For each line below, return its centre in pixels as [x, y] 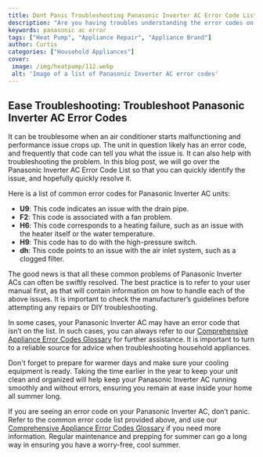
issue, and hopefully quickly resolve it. [70, 178]
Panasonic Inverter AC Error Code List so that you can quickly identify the [127, 170]
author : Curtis [33, 45]
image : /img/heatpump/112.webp [62, 67]
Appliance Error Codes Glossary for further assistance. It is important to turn [131, 339]
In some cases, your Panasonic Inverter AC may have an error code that [124, 323]
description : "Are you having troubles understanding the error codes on [131, 23]
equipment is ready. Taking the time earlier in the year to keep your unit [123, 371]
